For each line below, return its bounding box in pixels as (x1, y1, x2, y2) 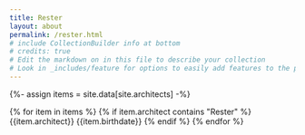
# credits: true (9, 47, 71, 56)
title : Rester (9, 13, 64, 23)
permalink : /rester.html (9, 30, 103, 39)
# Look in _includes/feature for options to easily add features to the (9, 64, 290, 73)
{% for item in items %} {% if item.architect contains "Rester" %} (9, 106, 252, 117)
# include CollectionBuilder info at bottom (9, 38, 181, 48)
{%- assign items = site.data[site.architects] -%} (9, 88, 191, 100)
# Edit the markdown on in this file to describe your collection (9, 55, 266, 64)
